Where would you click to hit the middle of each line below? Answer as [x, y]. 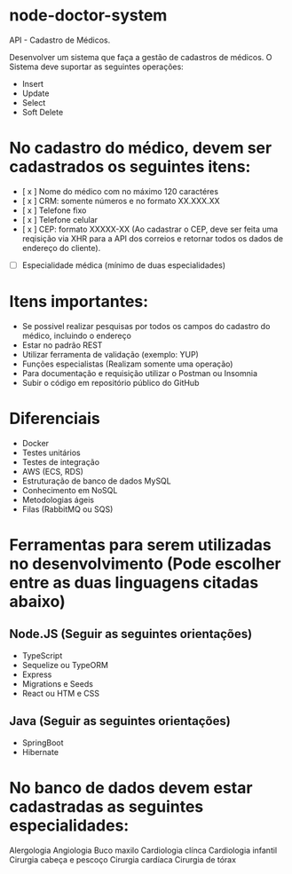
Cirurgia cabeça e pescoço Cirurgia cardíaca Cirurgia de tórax [123, 859]
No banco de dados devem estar [131, 787]
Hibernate [40, 752]
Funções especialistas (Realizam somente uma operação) [127, 364]
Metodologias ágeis [58, 500]
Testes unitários [51, 453]
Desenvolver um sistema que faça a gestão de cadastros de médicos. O [141, 57]
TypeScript [42, 655]
